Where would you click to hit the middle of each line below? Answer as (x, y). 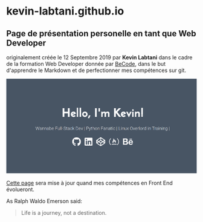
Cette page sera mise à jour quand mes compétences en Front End (90, 183)
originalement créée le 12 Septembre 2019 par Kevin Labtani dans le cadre (99, 57)
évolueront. (21, 189)
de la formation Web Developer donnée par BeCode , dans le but (86, 64)
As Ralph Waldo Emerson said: (44, 201)
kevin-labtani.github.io (65, 11)
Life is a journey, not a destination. (64, 213)
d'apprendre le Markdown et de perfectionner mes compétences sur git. (96, 70)
